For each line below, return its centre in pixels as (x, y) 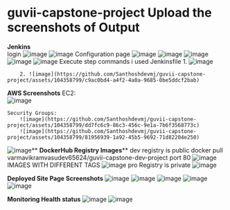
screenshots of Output (73, 27)
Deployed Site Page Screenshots (55, 178)
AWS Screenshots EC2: (42, 93)
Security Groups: (32, 113)
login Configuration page (69, 54)
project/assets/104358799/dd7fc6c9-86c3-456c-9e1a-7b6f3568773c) (103, 125)
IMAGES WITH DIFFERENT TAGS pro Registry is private (99, 165)
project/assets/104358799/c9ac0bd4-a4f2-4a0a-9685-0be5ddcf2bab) (103, 80)
